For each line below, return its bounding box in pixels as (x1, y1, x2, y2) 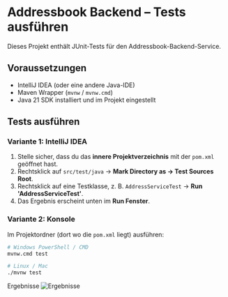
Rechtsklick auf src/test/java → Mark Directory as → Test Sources (17, 167, 214, 176)
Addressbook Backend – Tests (7, 4, 186, 20)
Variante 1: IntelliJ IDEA (7, 137, 88, 146)
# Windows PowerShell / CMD (7, 243, 89, 251)
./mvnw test (7, 269, 42, 276)
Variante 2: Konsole (7, 214, 75, 224)
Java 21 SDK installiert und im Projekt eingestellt (17, 96, 156, 104)
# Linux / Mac (7, 263, 49, 270)
